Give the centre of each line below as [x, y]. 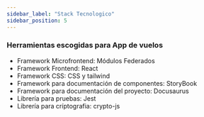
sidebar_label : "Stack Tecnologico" [61, 14]
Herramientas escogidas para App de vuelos [85, 45]
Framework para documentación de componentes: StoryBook [107, 83]
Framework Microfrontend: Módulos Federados [86, 60]
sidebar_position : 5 [37, 21]
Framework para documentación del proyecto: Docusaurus [103, 91]
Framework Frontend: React [57, 68]
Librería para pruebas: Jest [56, 98]
